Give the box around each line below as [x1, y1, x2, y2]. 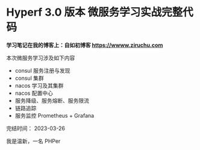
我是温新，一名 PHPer [6, 137, 61, 145]
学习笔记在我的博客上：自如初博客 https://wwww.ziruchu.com [6, 41, 163, 49]
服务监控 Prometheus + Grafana [14, 112, 95, 119]
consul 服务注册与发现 [14, 67, 70, 74]
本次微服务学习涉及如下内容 [6, 54, 75, 61]
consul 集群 [14, 74, 44, 82]
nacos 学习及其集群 [14, 82, 64, 89]
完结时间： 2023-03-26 [6, 124, 65, 132]
